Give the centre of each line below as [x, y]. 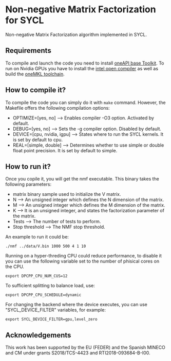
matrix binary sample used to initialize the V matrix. [67, 194]
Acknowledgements [38, 335]
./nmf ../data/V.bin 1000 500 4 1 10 [46, 246]
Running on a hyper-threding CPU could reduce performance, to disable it [83, 256]
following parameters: [28, 184]
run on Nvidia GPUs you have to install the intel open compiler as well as [82, 68]
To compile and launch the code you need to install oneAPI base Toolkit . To [85, 63]
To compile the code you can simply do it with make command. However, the [85, 102]
